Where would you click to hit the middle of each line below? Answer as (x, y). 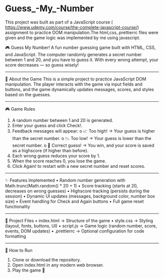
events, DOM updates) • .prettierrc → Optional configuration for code (75, 231)
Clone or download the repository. (47, 259)
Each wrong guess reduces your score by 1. (56, 156)
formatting (16, 236)
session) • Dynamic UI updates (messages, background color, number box (80, 196)
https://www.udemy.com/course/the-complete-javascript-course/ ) (72, 27)
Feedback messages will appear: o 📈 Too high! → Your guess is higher (83, 131)
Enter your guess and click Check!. (47, 125)
